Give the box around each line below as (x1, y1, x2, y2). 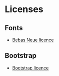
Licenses (5, 4, 44, 15)
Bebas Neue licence (12, 37, 54, 43)
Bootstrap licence (12, 64, 49, 71)
